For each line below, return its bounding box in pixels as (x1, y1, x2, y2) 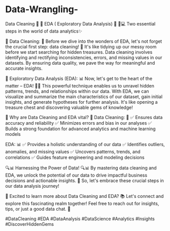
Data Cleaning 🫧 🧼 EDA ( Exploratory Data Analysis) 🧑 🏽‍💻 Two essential (5, 20, 156, 26)
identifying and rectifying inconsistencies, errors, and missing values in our (5, 54, 162, 61)
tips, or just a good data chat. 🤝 (5, 206, 71, 212)
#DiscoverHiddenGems (5, 221, 54, 227)
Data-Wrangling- (5, 4, 79, 15)
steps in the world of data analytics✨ (5, 28, 83, 34)
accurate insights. (5, 65, 43, 71)
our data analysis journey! (5, 183, 59, 189)
